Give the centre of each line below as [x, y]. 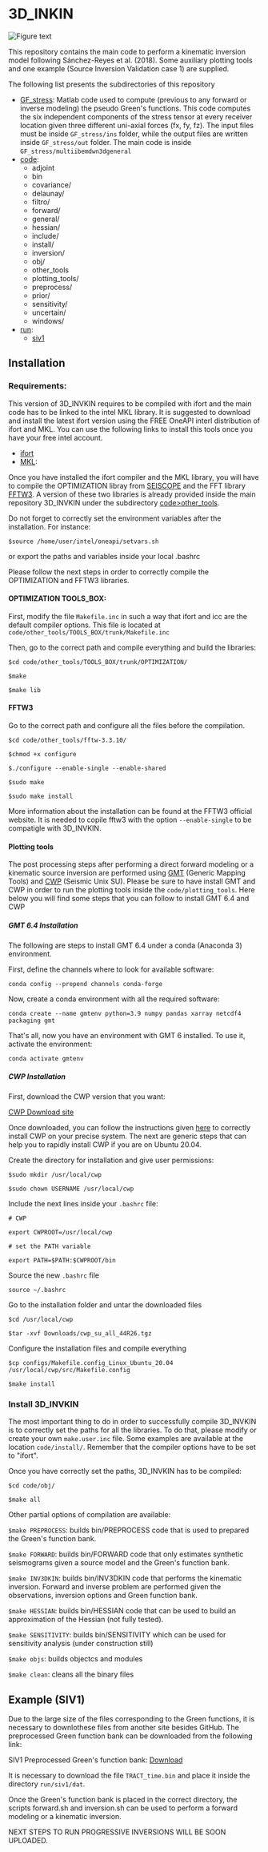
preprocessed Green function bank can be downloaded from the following [131, 1736]
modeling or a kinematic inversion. [65, 1817]
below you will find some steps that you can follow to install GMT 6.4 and [129, 899]
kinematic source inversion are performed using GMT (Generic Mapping [127, 873]
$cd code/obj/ [32, 1486]
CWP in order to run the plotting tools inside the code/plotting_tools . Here [132, 890]
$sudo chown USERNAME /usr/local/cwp [71, 1189]
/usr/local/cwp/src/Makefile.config [69, 1371]
